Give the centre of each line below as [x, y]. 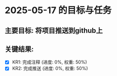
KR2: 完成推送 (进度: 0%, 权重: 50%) [50, 68]
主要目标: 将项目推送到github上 [54, 30]
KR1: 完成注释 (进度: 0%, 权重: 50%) [49, 62]
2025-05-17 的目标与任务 [58, 10]
